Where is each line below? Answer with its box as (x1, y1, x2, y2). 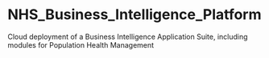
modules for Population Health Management (7, 40, 155, 49)
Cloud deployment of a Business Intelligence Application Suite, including (7, 32, 248, 41)
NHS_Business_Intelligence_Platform (7, 6, 262, 24)
